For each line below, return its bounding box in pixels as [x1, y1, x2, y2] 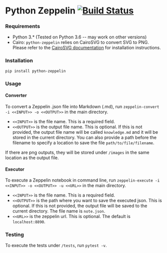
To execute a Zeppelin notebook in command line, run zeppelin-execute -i [5, 177, 160, 183]
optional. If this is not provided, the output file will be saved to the [12, 203, 147, 209]
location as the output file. [5, 155, 59, 161]
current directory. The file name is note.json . [12, 208, 105, 214]
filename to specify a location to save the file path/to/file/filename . [12, 140, 154, 146]
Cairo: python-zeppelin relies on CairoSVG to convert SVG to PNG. [12, 39, 149, 45]
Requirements [5, 23, 40, 30]
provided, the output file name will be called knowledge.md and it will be [12, 129, 158, 135]
